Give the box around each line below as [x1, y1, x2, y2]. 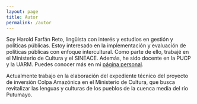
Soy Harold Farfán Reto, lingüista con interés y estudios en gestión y [6, 36, 173, 43]
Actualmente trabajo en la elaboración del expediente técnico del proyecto [6, 72, 189, 80]
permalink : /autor [6, 19, 52, 25]
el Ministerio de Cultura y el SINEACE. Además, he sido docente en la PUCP [6, 54, 191, 62]
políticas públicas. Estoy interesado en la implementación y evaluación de [6, 42, 186, 49]
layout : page [6, 8, 39, 15]
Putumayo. [6, 91, 33, 98]
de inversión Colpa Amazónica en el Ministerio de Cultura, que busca [6, 79, 175, 86]
